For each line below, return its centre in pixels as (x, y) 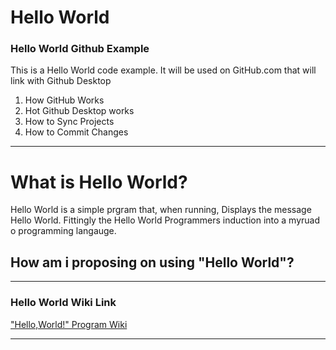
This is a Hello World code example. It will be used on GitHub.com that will (163, 70)
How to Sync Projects (69, 122)
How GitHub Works (64, 100)
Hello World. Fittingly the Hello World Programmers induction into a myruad (165, 220)
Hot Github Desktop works (79, 111)
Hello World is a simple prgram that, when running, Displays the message (161, 210)
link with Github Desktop (61, 81)
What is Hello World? (99, 182)
